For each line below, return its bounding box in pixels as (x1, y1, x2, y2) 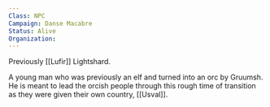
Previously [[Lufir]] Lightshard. (8, 57, 111, 66)
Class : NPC (8, 11, 46, 20)
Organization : (8, 34, 57, 43)
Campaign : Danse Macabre (8, 19, 93, 28)
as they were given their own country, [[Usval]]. (8, 90, 168, 100)
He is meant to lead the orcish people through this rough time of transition (8, 81, 256, 91)
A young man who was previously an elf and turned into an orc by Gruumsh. (8, 72, 263, 82)
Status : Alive (8, 27, 57, 35)
